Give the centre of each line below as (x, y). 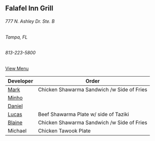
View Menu (17, 68)
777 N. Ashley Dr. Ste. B (30, 21)
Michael (17, 130)
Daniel (15, 106)
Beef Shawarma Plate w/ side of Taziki (83, 114)
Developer (20, 81)
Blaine (15, 122)
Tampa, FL (16, 37)
